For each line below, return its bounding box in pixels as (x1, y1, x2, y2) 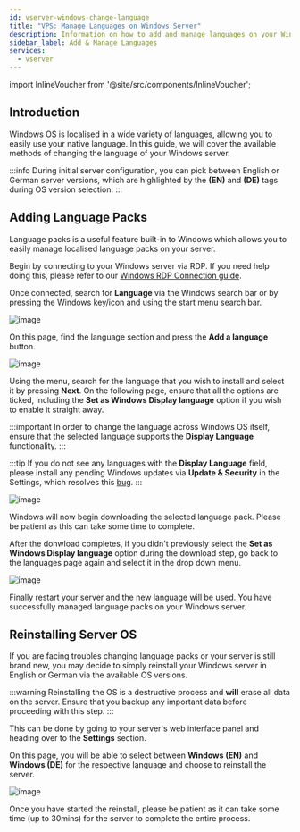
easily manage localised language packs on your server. (9, 243, 216, 254)
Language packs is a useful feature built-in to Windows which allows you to (9, 233, 287, 244)
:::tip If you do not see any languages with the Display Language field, (9, 458, 268, 468)
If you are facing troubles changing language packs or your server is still (9, 651, 276, 661)
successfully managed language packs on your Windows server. (9, 601, 247, 612)
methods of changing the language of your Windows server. (9, 147, 230, 158)
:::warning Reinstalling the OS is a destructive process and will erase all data (9, 687, 290, 698)
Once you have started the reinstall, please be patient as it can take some (9, 803, 279, 814)
